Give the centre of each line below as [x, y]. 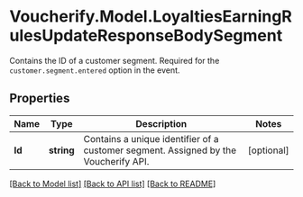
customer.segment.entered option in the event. [95, 70]
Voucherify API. [116, 161]
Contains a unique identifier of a [151, 139]
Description [161, 123]
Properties [40, 98]
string [61, 150]
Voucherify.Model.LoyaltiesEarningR [151, 17]
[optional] [268, 150]
